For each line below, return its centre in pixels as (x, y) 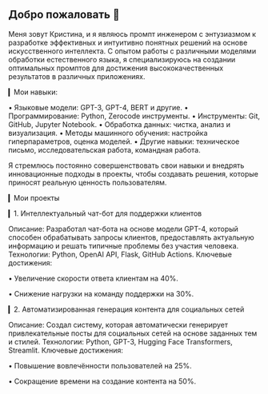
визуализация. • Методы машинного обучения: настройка (108, 133)
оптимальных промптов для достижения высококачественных (116, 68)
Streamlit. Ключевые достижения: (66, 350)
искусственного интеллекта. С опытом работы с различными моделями (132, 51)
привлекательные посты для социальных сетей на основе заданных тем (133, 333)
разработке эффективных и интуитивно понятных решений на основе (128, 42)
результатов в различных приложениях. (77, 76)
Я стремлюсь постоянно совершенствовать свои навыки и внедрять (126, 165)
